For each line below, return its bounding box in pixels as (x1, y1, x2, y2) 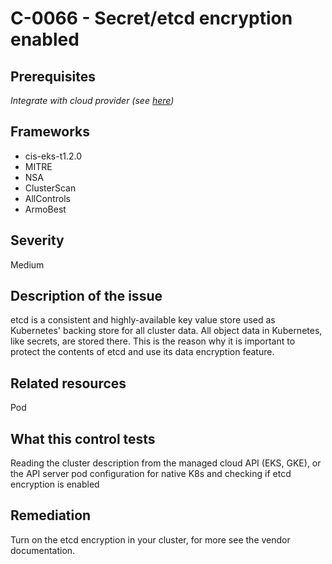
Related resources (10, 375, 127, 392)
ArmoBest (24, 203, 67, 215)
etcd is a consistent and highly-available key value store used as (10, 314, 276, 326)
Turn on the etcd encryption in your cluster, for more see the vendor (10, 533, 291, 546)
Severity (10, 232, 65, 249)
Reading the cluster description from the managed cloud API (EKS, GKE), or (10, 457, 322, 469)
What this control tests (10, 430, 156, 447)
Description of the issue (10, 288, 163, 305)
